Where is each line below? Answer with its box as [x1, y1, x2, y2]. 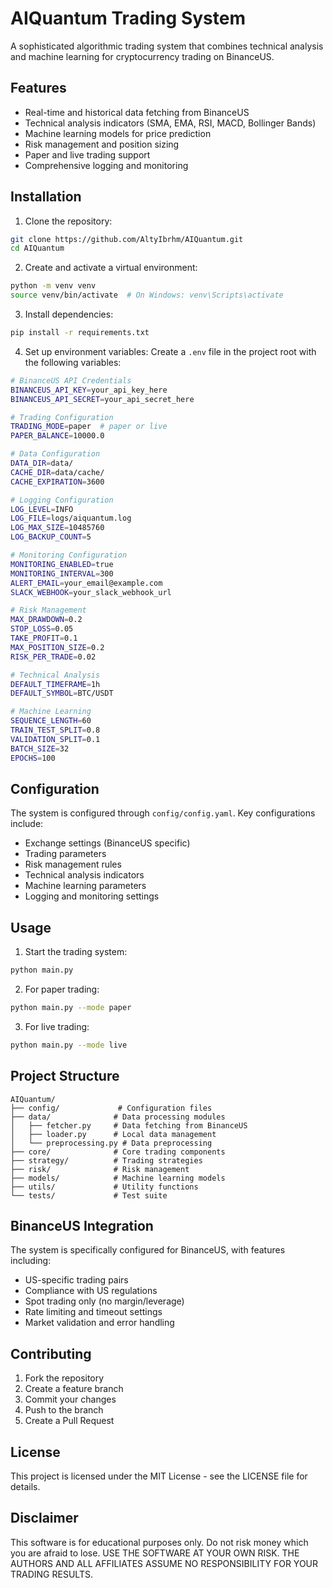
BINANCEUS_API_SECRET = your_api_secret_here [10, 394, 195, 404]
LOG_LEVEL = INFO [10, 504, 74, 514]
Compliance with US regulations [24, 1285, 158, 1297]
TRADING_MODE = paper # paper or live [10, 422, 168, 432]
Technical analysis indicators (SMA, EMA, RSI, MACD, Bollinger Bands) [24, 117, 317, 129]
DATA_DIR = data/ [10, 458, 74, 469]
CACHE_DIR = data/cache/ [10, 467, 105, 477]
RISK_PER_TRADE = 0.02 [10, 652, 97, 662]
